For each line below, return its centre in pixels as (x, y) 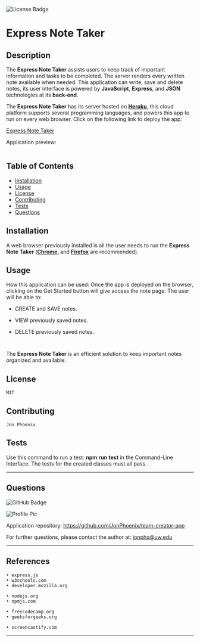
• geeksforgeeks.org (32, 617)
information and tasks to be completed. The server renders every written (95, 76)
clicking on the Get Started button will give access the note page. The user (98, 291)
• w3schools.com (26, 580)
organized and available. (36, 360)
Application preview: (31, 142)
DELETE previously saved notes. (54, 332)
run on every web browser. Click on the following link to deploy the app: (94, 119)
